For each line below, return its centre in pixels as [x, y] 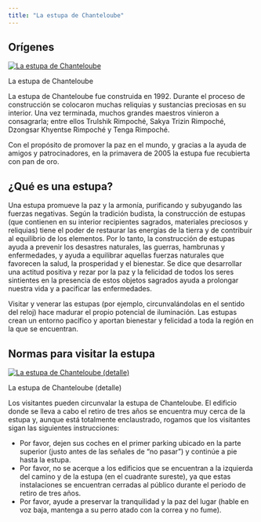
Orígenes [31, 47]
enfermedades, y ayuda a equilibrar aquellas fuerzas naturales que [116, 255]
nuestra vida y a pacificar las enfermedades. [80, 289]
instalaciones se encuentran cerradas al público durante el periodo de [132, 485]
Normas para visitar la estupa [82, 354]
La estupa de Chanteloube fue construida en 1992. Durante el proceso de [127, 97]
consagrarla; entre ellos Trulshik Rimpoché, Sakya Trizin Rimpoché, [117, 122]
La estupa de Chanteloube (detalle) [65, 388]
